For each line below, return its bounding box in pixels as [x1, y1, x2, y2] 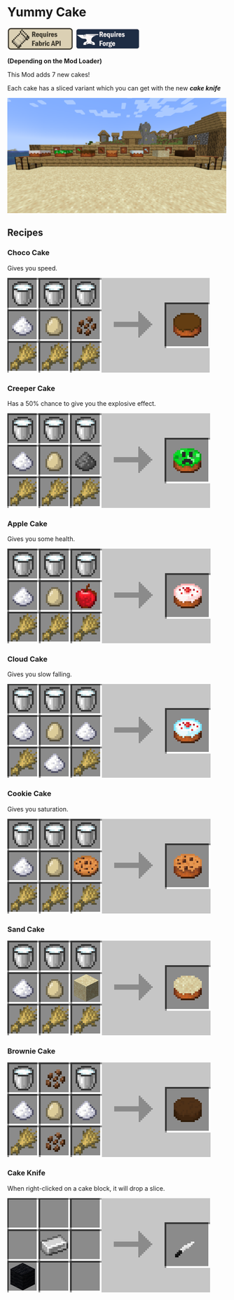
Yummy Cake [7, 4, 87, 20]
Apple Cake [7, 519, 48, 528]
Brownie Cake [7, 1046, 56, 1055]
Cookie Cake [7, 789, 52, 799]
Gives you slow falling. [7, 670, 72, 678]
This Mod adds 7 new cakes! [7, 71, 90, 79]
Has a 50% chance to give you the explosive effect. [7, 399, 156, 407]
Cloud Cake [7, 655, 48, 664]
